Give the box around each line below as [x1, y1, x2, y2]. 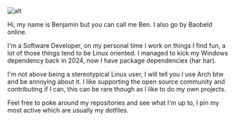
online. [7, 28, 27, 36]
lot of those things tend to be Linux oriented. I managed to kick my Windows [7, 49, 229, 57]
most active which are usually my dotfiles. [7, 106, 129, 114]
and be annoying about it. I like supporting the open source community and [7, 77, 225, 86]
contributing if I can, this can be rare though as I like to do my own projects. [7, 85, 227, 93]
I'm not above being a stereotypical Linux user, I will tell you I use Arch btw [7, 70, 224, 78]
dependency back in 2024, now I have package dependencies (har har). [7, 56, 217, 65]
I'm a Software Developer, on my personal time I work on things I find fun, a [7, 42, 227, 49]
